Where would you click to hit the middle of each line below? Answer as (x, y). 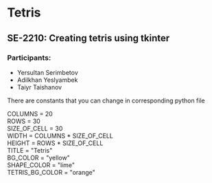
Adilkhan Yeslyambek (47, 80)
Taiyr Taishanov (39, 87)
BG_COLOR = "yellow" (38, 158)
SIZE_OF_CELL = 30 (35, 128)
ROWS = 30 (24, 121)
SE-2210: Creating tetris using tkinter (89, 38)
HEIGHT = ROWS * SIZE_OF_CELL (55, 143)
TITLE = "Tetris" (30, 150)
